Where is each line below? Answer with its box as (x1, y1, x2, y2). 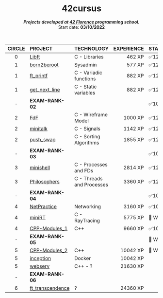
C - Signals (74, 125, 100, 132)
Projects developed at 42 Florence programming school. (23, 19, 140, 25)
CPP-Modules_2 (30, 247, 68, 254)
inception (30, 255, 51, 261)
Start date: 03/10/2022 (58, 24, 105, 30)
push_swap (30, 136, 56, 143)
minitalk (30, 125, 48, 132)
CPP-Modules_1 (30, 225, 68, 232)
